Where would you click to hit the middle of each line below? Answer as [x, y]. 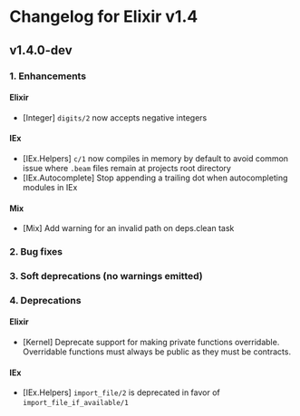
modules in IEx [50, 187]
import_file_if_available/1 [75, 403]
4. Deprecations [45, 300]
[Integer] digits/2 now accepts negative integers [115, 117]
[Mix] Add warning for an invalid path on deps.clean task [128, 228]
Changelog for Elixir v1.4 [104, 17]
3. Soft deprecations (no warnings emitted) [106, 276]
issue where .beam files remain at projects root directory [126, 168]
